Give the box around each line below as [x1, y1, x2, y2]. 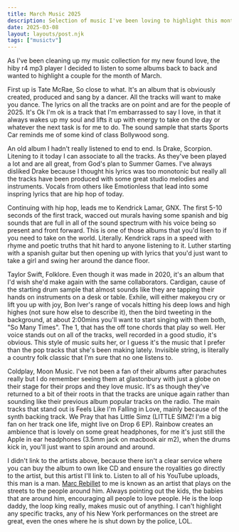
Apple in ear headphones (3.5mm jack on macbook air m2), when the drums [7, 435, 231, 444]
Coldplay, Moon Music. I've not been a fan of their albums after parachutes [7, 367, 227, 376]
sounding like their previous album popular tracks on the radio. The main [7, 398, 221, 406]
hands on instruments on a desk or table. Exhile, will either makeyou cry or [7, 293, 226, 302]
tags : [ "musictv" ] [7, 37, 62, 44]
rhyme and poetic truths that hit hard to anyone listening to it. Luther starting [7, 241, 231, 250]
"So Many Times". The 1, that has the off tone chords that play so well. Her [7, 323, 225, 331]
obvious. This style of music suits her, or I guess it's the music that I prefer [7, 339, 225, 347]
